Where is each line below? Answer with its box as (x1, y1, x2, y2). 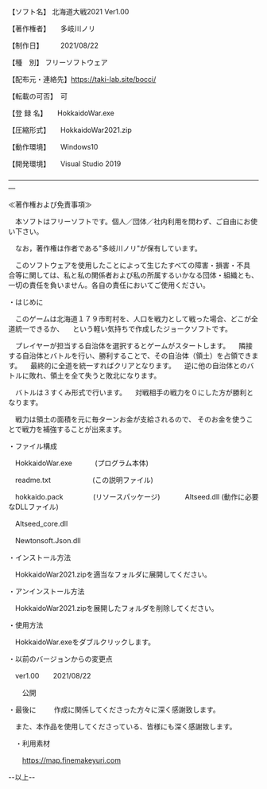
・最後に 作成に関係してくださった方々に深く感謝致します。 (8, 705, 220, 714)
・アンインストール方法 (8, 587, 85, 596)
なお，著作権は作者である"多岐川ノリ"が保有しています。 (14, 243, 203, 253)
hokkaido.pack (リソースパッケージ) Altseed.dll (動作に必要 (14, 492, 260, 501)
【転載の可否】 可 (8, 91, 68, 101)
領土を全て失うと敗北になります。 (50, 371, 161, 380)
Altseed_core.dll (14, 519, 68, 528)
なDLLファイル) (8, 502, 60, 511)
